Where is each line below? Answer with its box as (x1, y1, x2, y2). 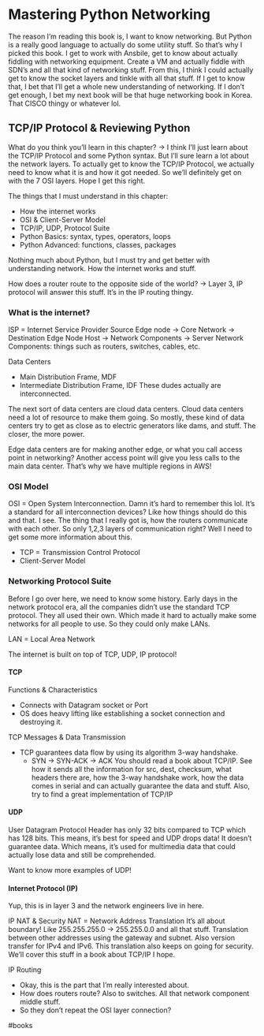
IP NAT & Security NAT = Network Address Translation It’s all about (8, 916, 226, 926)
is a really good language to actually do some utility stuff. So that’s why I (8, 39, 243, 49)
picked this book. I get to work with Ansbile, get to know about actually (8, 48, 238, 58)
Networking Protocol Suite (8, 576, 112, 587)
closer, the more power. (8, 430, 85, 439)
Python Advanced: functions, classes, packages (19, 240, 177, 249)
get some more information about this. (8, 532, 132, 542)
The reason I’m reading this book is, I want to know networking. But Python (8, 32, 252, 41)
